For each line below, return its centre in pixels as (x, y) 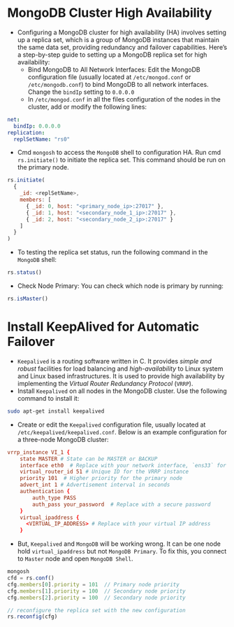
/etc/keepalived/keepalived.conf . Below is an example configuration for (122, 432)
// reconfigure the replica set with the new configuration (97, 610)
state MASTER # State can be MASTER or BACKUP (89, 459)
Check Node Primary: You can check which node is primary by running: (120, 286)
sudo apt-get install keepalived (56, 411)
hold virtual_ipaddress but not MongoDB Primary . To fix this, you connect (122, 551)
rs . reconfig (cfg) (32, 617)
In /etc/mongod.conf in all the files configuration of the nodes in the (124, 99)
